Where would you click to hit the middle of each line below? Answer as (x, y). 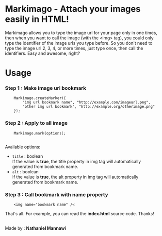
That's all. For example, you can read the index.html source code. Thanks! (80, 213)
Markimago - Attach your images (73, 9)
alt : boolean (25, 171)
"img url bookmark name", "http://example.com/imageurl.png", (87, 102)
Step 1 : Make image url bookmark (46, 88)
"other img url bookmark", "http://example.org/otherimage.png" (89, 107)
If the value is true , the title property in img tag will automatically (76, 161)
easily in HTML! (37, 19)
